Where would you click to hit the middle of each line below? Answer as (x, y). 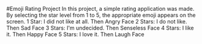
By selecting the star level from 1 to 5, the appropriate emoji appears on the (101, 15)
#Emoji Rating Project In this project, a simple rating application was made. (100, 9)
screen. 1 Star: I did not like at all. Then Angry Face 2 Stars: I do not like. (97, 21)
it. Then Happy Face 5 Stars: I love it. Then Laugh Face (76, 34)
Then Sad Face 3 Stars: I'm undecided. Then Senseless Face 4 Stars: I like (100, 28)
